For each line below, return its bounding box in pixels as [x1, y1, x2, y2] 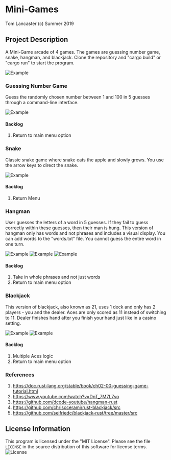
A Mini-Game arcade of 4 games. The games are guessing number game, [5, 49, 160, 55]
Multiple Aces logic [12, 353, 54, 359]
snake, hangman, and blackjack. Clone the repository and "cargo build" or [5, 54, 161, 60]
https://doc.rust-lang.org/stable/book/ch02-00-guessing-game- [12, 383, 149, 389]
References [5, 371, 35, 378]
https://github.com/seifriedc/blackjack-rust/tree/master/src [12, 410, 138, 416]
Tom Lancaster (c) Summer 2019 [5, 20, 74, 27]
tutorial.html [12, 388, 38, 394]
